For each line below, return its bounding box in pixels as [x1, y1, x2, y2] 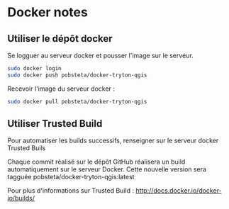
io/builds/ [7, 194, 35, 203]
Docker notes [7, 4, 89, 21]
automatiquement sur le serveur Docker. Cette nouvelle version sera [7, 165, 207, 174]
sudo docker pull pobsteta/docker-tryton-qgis [7, 98, 147, 105]
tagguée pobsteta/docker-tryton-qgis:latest [7, 173, 135, 181]
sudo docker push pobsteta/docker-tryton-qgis [7, 72, 147, 79]
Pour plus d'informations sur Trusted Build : [7, 186, 135, 195]
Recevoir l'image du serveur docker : [7, 84, 116, 93]
